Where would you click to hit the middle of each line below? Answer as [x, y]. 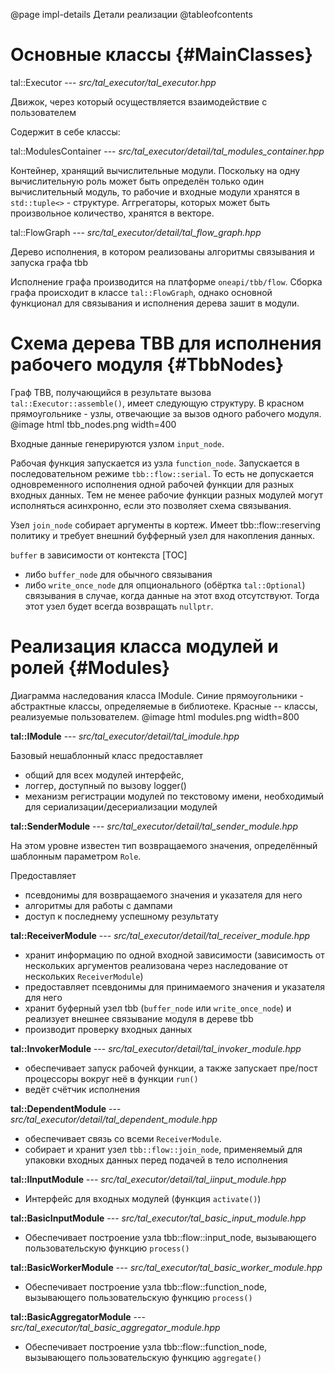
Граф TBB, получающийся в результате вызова [111, 392]
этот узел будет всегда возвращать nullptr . [119, 606]
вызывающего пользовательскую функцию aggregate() [143, 1357]
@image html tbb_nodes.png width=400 [93, 424]
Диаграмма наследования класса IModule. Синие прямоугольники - [157, 695]
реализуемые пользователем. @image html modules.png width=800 [155, 716]
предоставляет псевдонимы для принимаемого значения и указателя [175, 986]
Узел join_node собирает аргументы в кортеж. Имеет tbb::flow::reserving [166, 525]
